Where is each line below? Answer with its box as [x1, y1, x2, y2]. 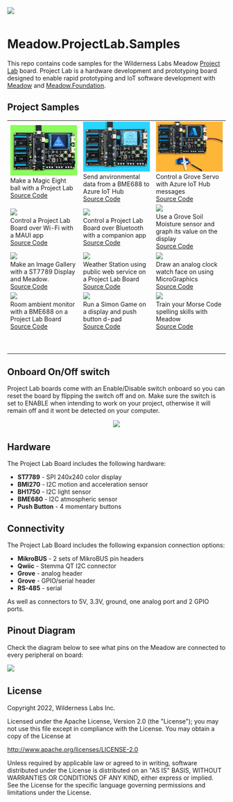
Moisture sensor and [155, 220, 215, 228]
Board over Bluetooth [83, 224, 144, 232]
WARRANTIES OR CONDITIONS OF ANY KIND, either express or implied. [7, 774, 214, 782]
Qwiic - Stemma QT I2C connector [17, 562, 116, 570]
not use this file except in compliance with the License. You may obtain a [7, 724, 215, 733]
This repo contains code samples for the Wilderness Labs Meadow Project [7, 59, 221, 67]
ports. [7, 604, 24, 613]
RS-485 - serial [17, 583, 62, 592]
